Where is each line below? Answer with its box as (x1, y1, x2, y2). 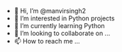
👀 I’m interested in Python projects (13, 14, 115, 22)
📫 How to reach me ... (13, 37, 80, 45)
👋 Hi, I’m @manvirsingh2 (13, 7, 87, 15)
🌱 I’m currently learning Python (13, 22, 105, 30)
